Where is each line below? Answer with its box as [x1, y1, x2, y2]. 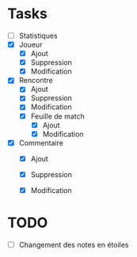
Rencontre [18, 76, 53, 85]
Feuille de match [30, 111, 85, 121]
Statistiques [18, 31, 59, 40]
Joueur [18, 40, 43, 49]
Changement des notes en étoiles [18, 240, 129, 249]
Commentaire [18, 138, 64, 147]
